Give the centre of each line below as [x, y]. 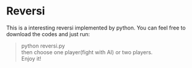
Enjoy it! [31, 58]
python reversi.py [43, 46]
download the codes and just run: [48, 34]
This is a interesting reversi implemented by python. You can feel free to [96, 28]
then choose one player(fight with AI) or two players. [87, 52]
